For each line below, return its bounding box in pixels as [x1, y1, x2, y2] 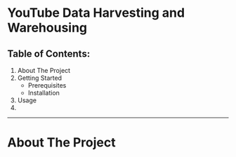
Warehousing [7, 20, 88, 36]
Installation [27, 89, 60, 97]
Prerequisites [27, 81, 67, 89]
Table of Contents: [7, 48, 91, 60]
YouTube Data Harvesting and [7, 5, 185, 21]
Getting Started [17, 74, 62, 82]
